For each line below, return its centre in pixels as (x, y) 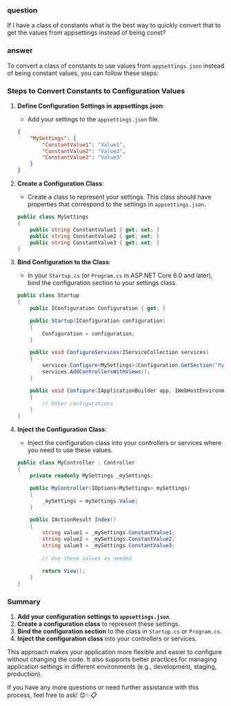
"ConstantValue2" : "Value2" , (84, 151)
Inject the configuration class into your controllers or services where (124, 443)
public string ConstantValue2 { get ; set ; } (95, 236)
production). (25, 674)
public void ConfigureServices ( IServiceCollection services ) (119, 353)
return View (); (64, 571)
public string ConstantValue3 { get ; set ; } (95, 243)
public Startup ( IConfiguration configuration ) (98, 321)
